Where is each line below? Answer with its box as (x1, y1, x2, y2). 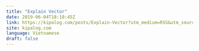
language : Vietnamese (6, 30, 60, 36)
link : (6, 19, 20, 25)
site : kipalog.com (6, 25, 52, 31)
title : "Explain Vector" (6, 8, 68, 15)
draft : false (6, 36, 38, 42)
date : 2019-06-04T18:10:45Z (6, 14, 76, 20)
